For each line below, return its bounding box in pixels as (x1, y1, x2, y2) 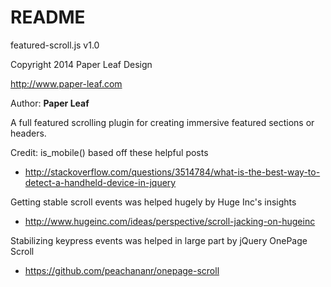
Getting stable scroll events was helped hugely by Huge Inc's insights (10, 196, 297, 208)
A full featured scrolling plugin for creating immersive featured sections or (10, 116, 315, 128)
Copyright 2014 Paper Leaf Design (10, 58, 153, 70)
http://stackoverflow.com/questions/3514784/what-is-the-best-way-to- (24, 166, 321, 178)
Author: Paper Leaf (10, 97, 90, 109)
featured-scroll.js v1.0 (10, 39, 100, 51)
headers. (10, 127, 47, 139)
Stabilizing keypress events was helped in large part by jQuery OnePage (10, 234, 308, 246)
